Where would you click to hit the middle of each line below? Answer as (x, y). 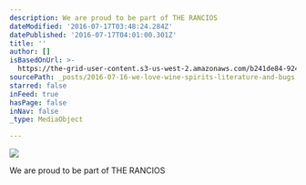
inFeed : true (34, 94)
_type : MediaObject (46, 119)
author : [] (30, 52)
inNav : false (34, 111)
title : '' (28, 43)
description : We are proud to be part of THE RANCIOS (114, 18)
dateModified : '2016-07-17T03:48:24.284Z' (91, 26)
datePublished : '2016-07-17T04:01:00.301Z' (93, 35)
